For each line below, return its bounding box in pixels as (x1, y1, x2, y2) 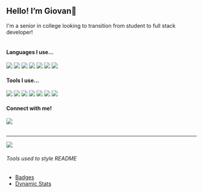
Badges (14, 173, 34, 181)
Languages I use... (6, 49, 54, 56)
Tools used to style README (6, 155, 77, 162)
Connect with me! (6, 104, 53, 112)
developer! (6, 28, 33, 36)
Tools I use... (6, 77, 39, 84)
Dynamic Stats (14, 180, 51, 187)
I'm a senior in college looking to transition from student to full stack (6, 22, 176, 29)
